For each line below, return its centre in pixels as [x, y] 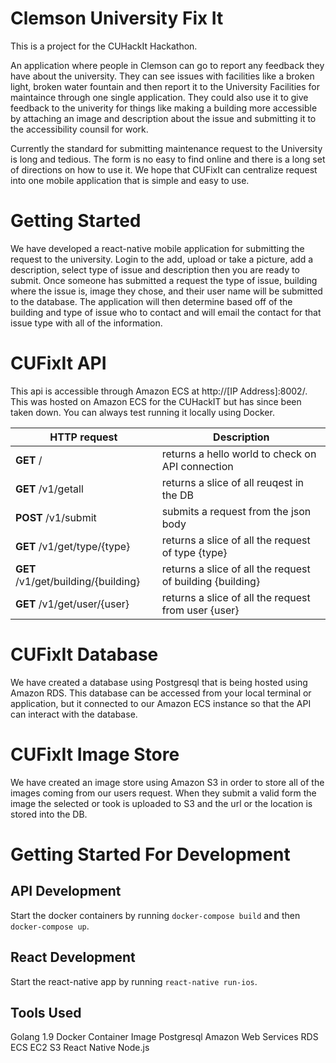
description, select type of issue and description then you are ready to [155, 269]
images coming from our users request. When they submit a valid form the [163, 793]
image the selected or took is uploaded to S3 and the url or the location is [161, 803]
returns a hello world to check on [239, 454]
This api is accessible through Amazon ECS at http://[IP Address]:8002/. [159, 391]
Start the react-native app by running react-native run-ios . [134, 981]
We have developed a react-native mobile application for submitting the [157, 248]
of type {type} [194, 552]
